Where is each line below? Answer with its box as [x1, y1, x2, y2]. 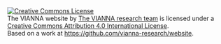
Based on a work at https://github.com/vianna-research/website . [7, 29, 194, 37]
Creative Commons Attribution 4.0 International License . [7, 22, 169, 30]
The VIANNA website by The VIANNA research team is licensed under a [7, 14, 215, 22]
